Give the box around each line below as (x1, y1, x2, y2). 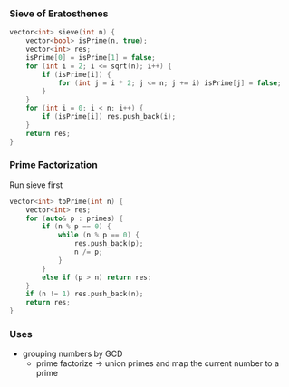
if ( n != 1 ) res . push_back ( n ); (25, 289, 144, 299)
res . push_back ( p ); (73, 239, 144, 248)
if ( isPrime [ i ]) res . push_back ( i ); (42, 112, 177, 121)
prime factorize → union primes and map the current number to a (35, 358, 279, 369)
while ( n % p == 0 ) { (57, 230, 140, 240)
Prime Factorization (9, 159, 98, 171)
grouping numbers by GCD (22, 348, 123, 360)
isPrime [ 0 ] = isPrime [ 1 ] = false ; (25, 53, 156, 62)
